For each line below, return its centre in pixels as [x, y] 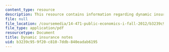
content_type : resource [30, 10]
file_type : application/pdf [35, 28]
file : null [17, 19]
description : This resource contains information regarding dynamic [78, 14]
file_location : [21, 24]
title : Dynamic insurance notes [39, 38]
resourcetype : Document [30, 33]
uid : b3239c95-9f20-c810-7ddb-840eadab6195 [52, 42]
